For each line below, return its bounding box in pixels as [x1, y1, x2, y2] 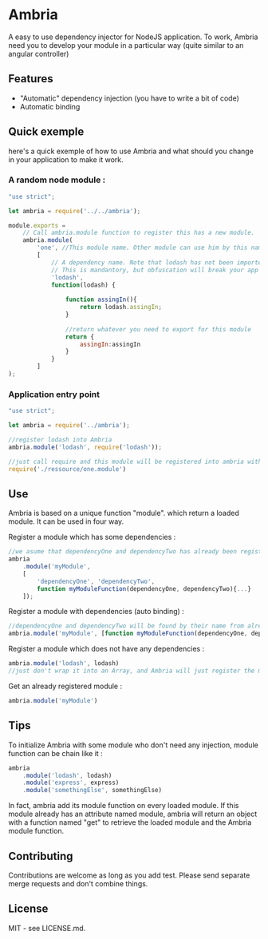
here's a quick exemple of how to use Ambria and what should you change [8, 146, 254, 156]
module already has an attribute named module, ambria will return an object [8, 809, 258, 819]
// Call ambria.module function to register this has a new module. [22, 229, 255, 237]
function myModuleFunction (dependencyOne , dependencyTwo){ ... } [37, 584, 251, 592]
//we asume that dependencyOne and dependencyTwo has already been [8, 548, 238, 556]
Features [8, 72, 53, 85]
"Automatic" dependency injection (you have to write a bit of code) [19, 93, 239, 103]
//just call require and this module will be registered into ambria [8, 458, 245, 466]
